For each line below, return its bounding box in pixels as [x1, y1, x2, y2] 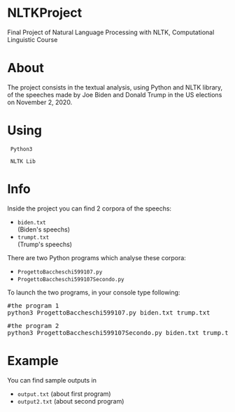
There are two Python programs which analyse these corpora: [7, 253, 187, 262]
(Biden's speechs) [17, 225, 71, 234]
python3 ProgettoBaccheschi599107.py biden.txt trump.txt [7, 308, 211, 316]
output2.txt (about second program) [17, 397, 124, 405]
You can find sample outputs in [7, 376, 97, 384]
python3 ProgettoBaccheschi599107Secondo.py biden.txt [7, 329, 199, 336]
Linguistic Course [7, 35, 58, 43]
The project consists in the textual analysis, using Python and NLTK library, [7, 83, 223, 92]
